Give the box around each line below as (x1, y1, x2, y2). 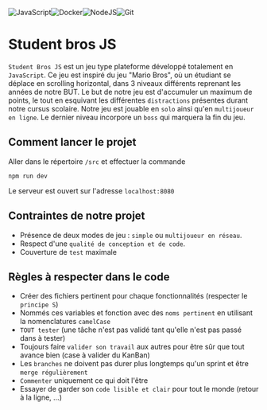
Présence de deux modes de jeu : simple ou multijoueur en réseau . (19, 230, 242, 240)
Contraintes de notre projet (8, 209, 145, 223)
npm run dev (8, 172, 48, 180)
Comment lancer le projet (8, 135, 137, 149)
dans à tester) (19, 334, 66, 343)
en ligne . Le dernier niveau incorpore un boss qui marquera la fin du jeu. (8, 112, 246, 122)
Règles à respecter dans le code (8, 270, 170, 283)
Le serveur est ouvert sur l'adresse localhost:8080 (8, 185, 175, 195)
